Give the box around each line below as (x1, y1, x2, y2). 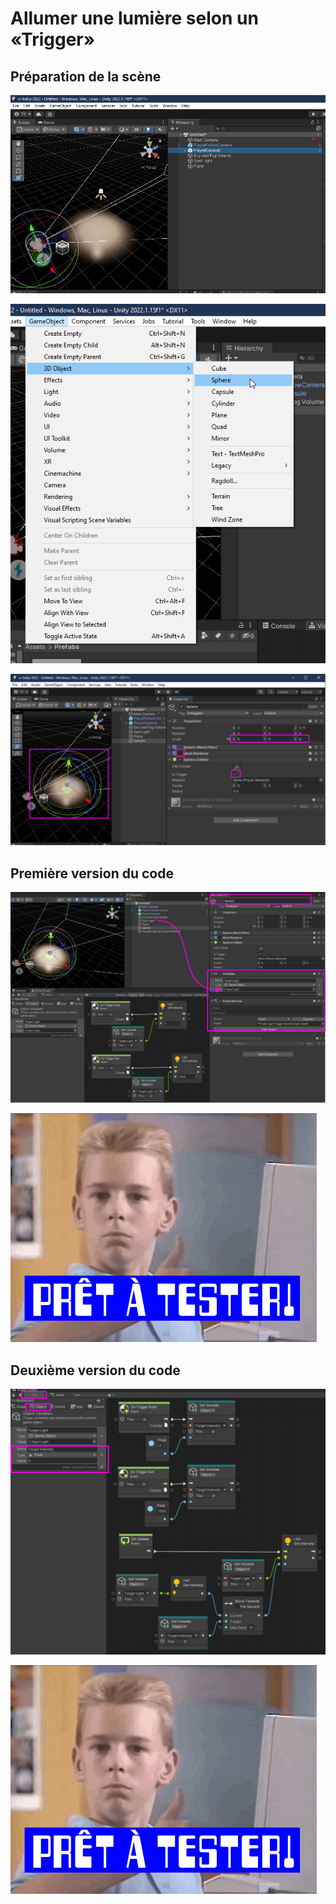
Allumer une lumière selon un (10, 7, 259, 30)
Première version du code (10, 865, 174, 882)
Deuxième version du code (10, 1362, 181, 1379)
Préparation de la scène (10, 68, 162, 85)
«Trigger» (10, 28, 96, 51)
